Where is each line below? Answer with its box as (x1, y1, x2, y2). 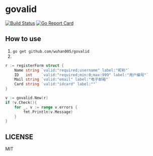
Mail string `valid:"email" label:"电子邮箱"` (14, 77, 111, 82)
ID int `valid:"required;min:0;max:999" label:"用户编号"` (14, 72, 149, 77)
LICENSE (5, 132, 34, 141)
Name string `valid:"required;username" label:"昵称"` (14, 68, 130, 73)
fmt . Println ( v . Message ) (23, 109, 73, 114)
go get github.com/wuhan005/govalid (12, 49, 90, 54)
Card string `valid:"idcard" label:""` (14, 82, 98, 87)
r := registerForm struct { (5, 63, 64, 68)
